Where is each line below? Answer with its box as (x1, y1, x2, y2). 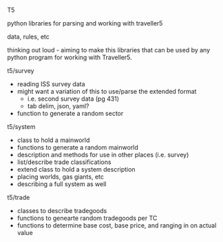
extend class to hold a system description (17, 165, 136, 173)
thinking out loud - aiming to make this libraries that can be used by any (7, 46, 211, 54)
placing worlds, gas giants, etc (17, 172, 105, 181)
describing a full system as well (17, 180, 107, 188)
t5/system (7, 123, 36, 130)
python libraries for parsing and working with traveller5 (7, 19, 163, 27)
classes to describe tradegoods (17, 207, 107, 214)
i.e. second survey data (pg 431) (27, 94, 119, 103)
